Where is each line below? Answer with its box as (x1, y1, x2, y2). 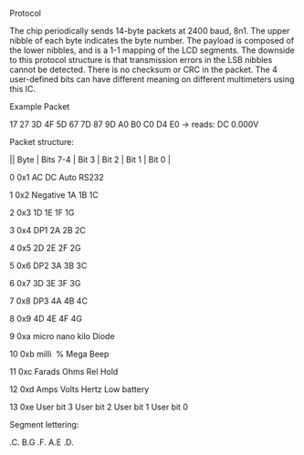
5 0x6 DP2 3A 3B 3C (9, 260, 88, 271)
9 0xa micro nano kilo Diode (9, 331, 116, 341)
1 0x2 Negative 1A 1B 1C (9, 190, 99, 200)
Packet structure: (9, 137, 75, 147)
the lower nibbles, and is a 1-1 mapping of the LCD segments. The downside (9, 45, 295, 56)
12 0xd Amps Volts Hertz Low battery (9, 384, 150, 395)
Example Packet (9, 101, 70, 112)
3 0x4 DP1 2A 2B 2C (9, 225, 87, 235)
